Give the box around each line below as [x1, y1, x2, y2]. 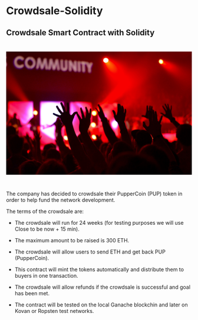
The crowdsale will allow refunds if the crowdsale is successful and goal [14, 284, 190, 291]
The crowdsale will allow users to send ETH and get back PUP [14, 248, 166, 255]
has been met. [14, 289, 50, 296]
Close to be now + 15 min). [14, 225, 80, 232]
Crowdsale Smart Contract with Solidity [6, 28, 155, 38]
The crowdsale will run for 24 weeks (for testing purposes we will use [14, 219, 184, 226]
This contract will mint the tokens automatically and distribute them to [14, 266, 184, 273]
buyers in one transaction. [14, 272, 78, 279]
